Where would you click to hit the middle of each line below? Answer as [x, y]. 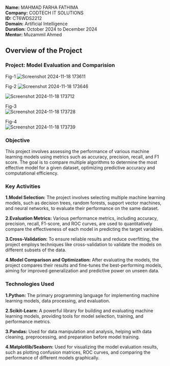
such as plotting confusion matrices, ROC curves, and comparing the [78, 352]
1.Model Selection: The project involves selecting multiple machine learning [85, 198]
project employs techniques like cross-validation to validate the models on [83, 245]
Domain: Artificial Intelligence [37, 24]
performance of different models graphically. [52, 357]
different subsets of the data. [36, 250]
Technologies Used [30, 284]
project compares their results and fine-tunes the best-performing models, [84, 265]
